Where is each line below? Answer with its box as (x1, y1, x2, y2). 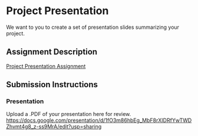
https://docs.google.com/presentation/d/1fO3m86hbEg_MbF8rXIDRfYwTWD (6, 117, 192, 124)
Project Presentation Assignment (6, 62, 86, 69)
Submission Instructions (6, 79, 98, 89)
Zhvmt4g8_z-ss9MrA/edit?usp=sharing (6, 123, 102, 130)
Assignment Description (6, 47, 98, 57)
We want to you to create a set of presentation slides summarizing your (6, 24, 180, 31)
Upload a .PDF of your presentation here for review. (6, 111, 131, 118)
